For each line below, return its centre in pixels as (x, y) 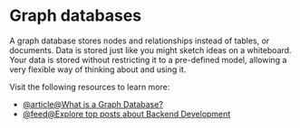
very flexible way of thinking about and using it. (98, 69)
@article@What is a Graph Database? (92, 104)
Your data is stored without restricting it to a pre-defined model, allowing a (148, 59)
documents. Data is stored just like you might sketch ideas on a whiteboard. (150, 50)
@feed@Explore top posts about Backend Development (126, 114)
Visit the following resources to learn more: (90, 87)
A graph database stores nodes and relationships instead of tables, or (140, 41)
